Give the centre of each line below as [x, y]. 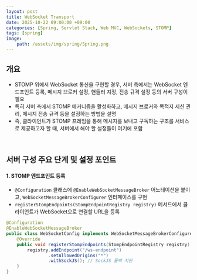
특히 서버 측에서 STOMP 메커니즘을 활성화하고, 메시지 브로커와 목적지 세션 [99, 106]
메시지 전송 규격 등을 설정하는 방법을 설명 [69, 113]
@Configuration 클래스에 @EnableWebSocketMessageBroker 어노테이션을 [97, 190]
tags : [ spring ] [25, 33]
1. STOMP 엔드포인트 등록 [36, 175]
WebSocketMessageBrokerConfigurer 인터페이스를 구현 [85, 197]
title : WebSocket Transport [40, 17]
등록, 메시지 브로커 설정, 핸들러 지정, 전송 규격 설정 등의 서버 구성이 [111, 92]
